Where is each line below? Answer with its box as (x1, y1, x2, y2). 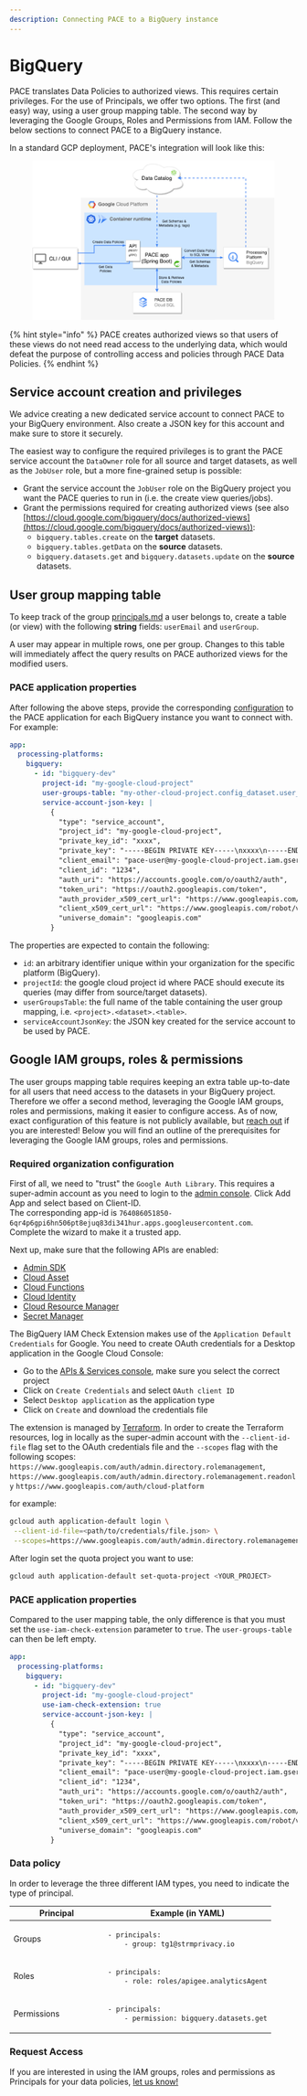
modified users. (9, 658, 69, 669)
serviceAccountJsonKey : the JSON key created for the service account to (22, 1016, 296, 1027)
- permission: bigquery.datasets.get (123, 2014, 268, 2024)
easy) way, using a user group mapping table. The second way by (9, 105, 258, 116)
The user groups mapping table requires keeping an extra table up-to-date (9, 1076, 291, 1087)
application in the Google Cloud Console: (9, 1348, 164, 1359)
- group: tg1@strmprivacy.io (123, 1939, 235, 1949)
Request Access (9, 2046, 84, 2059)
